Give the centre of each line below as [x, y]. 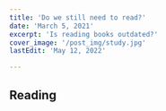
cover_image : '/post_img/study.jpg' [78, 43]
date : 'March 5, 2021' [52, 26]
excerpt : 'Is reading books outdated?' [84, 34]
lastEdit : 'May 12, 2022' [57, 51]
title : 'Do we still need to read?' [78, 17]
